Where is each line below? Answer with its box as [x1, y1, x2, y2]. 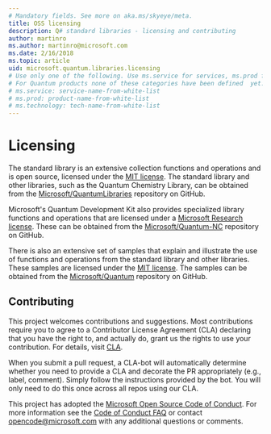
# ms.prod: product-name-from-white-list [8, 94, 150, 102]
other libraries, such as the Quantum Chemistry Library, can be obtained [8, 181, 248, 190]
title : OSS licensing [8, 19, 81, 27]
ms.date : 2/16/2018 [8, 49, 74, 57]
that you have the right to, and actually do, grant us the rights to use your [8, 333, 252, 343]
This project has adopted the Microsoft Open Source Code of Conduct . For [8, 399, 257, 408]
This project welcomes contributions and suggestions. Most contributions [8, 316, 253, 326]
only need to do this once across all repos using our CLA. [8, 383, 199, 393]
